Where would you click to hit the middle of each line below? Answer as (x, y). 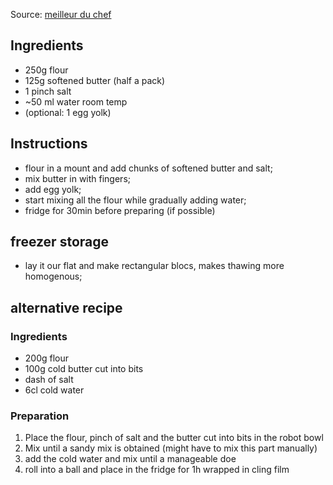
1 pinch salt (48, 91)
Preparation (40, 416)
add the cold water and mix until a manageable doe (130, 459)
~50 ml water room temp (76, 101)
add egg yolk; (53, 189)
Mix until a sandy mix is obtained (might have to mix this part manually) (171, 448)
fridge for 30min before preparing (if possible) (120, 210)
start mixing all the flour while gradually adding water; (135, 200)
